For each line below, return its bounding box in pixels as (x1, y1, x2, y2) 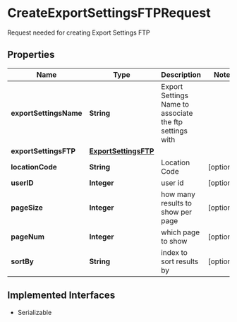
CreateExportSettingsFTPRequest (7, 5, 211, 21)
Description (161, 69, 202, 79)
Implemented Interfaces (7, 290, 116, 302)
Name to (161, 99, 189, 109)
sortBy (11, 256, 34, 266)
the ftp (161, 117, 183, 126)
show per (161, 207, 193, 217)
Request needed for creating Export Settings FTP (7, 28, 150, 37)
